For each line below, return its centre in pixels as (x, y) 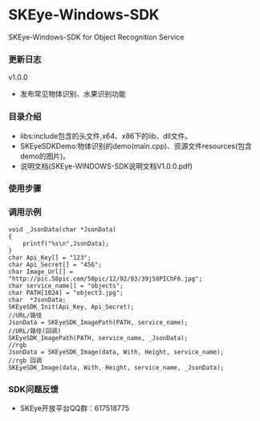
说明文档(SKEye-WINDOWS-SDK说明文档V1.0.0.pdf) (106, 166)
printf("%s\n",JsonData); (66, 243)
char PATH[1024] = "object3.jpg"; (66, 292)
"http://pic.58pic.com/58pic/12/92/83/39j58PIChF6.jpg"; (106, 279)
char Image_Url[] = (41, 272)
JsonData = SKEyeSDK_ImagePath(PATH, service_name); (98, 322)
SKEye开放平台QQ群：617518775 (75, 408)
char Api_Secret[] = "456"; (55, 264)
